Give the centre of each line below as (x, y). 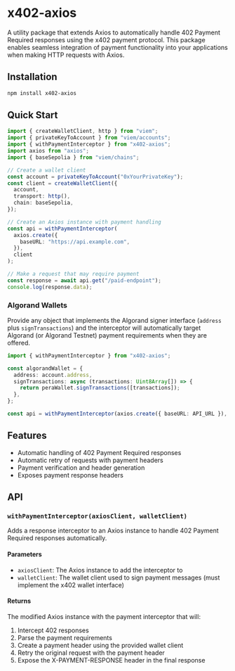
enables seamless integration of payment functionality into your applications (117, 47)
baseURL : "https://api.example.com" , (75, 242)
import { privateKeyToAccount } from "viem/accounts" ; (89, 138)
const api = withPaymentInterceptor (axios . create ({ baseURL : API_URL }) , (117, 414)
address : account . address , (53, 375)
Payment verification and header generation (81, 467)
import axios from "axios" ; (48, 151)
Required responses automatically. (57, 538)
